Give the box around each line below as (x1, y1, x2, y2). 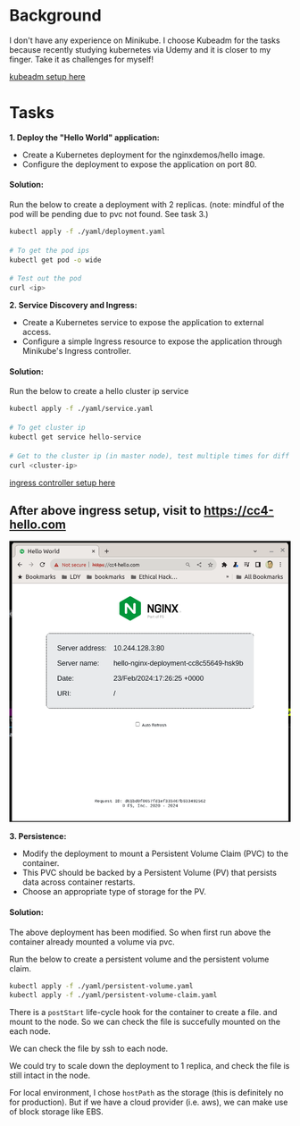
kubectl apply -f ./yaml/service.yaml (9, 404, 154, 414)
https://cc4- (204, 502, 274, 518)
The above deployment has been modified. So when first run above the (9, 927, 271, 937)
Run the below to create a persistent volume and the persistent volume (9, 954, 270, 964)
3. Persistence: (9, 831, 67, 842)
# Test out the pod (9, 274, 82, 283)
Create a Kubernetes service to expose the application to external (21, 317, 264, 328)
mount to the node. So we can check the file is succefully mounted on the (9, 1016, 281, 1028)
